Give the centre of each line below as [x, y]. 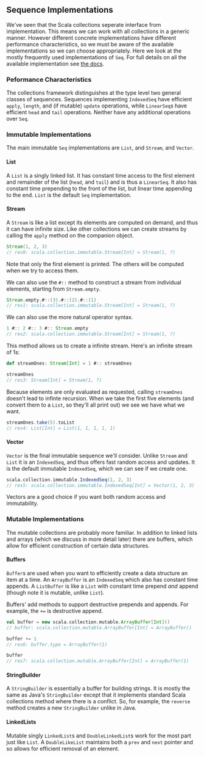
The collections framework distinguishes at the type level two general [94, 93]
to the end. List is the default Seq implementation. [69, 195]
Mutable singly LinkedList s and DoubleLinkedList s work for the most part [99, 736]
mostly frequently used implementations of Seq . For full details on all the [97, 57]
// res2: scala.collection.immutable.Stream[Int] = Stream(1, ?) [91, 334]
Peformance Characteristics [49, 79]
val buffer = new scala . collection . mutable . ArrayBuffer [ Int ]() [88, 622]
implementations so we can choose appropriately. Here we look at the [94, 51]
